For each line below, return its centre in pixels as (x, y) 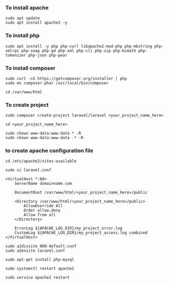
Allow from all (40, 215)
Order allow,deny (42, 211)
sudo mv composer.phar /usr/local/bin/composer (57, 83)
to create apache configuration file (49, 151)
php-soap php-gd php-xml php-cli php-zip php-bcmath (79, 51)
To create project (27, 105)
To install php (23, 36)
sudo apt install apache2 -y (36, 23)
